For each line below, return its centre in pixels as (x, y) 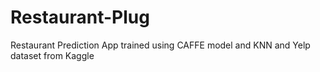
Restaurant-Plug (80, 17)
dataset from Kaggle (52, 55)
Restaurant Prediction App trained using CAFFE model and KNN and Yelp (160, 45)
